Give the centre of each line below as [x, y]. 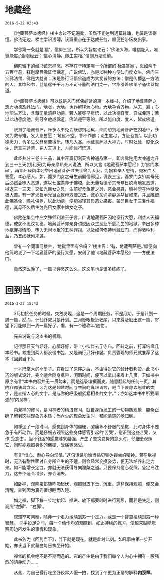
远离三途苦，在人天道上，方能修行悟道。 [54, 148]
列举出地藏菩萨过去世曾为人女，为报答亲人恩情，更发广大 [98, 170]
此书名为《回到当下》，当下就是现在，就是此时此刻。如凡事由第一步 [81, 539]
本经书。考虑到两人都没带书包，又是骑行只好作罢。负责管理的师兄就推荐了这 [82, 352]
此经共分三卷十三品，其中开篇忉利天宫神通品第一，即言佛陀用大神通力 [84, 158]
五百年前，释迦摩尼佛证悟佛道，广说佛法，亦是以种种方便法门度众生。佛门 [80, 72]
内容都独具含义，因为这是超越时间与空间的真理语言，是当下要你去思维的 [78, 387]
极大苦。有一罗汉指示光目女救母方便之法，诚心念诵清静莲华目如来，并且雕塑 [82, 195]
